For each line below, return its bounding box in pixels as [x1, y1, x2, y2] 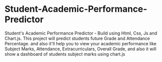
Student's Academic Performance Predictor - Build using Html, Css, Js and [4, 30, 158, 36]
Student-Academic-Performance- [4, 3, 148, 15]
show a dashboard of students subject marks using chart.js [4, 51, 125, 57]
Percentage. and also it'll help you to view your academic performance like [4, 40, 157, 46]
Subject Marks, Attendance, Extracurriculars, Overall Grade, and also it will [4, 46, 157, 52]
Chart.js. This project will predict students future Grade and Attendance [4, 35, 150, 41]
